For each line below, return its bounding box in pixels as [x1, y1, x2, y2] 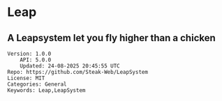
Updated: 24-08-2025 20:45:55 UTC [20, 63, 120, 70]
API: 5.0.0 [20, 56, 52, 63]
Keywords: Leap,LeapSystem [7, 87, 86, 94]
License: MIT [7, 75, 45, 81]
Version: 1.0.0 [7, 50, 52, 57]
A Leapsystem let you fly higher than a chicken [7, 32, 216, 44]
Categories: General [7, 81, 68, 88]
